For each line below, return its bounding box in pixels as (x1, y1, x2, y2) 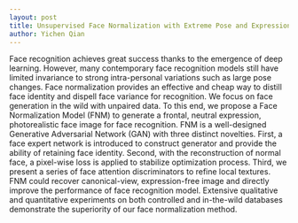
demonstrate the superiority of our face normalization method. (9, 204, 238, 215)
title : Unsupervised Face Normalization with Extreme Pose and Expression (9, 21, 292, 30)
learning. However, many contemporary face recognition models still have (9, 63, 279, 73)
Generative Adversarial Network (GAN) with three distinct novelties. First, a (9, 129, 283, 140)
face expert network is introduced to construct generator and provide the (9, 138, 278, 149)
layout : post (9, 12, 58, 22)
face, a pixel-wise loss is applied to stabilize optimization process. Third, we (9, 157, 287, 168)
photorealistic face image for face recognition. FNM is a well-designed (9, 119, 267, 130)
